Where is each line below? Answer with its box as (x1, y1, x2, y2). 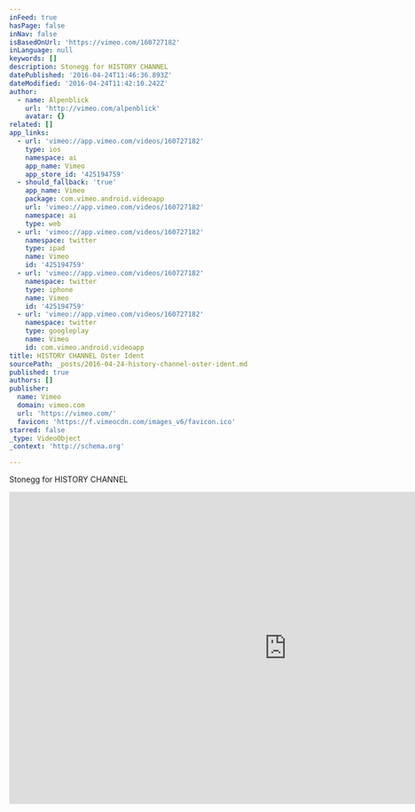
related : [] (9, 121, 53, 130)
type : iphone (25, 285, 74, 294)
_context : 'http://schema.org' (9, 442, 125, 451)
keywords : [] (9, 54, 58, 63)
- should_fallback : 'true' (17, 178, 117, 187)
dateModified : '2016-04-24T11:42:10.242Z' (9, 79, 168, 88)
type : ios (25, 145, 62, 154)
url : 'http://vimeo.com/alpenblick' (25, 104, 161, 113)
